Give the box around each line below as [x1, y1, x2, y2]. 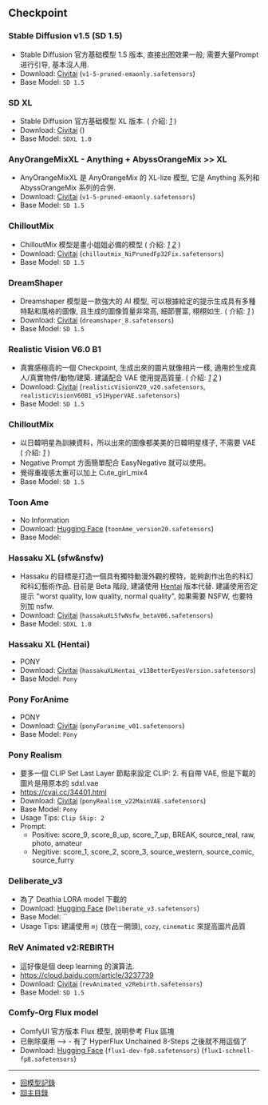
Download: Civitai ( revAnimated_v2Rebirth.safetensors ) [19, 979, 203, 988]
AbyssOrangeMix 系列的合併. [19, 183, 116, 193]
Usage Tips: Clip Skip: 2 [19, 812, 105, 823]
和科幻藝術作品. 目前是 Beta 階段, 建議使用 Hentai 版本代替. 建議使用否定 [19, 582, 258, 591]
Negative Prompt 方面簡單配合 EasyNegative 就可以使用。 [19, 458, 211, 467]
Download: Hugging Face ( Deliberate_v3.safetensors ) [19, 903, 200, 913]
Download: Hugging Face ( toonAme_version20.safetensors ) [19, 523, 214, 533]
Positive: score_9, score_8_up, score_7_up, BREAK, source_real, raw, [31, 830, 256, 839]
